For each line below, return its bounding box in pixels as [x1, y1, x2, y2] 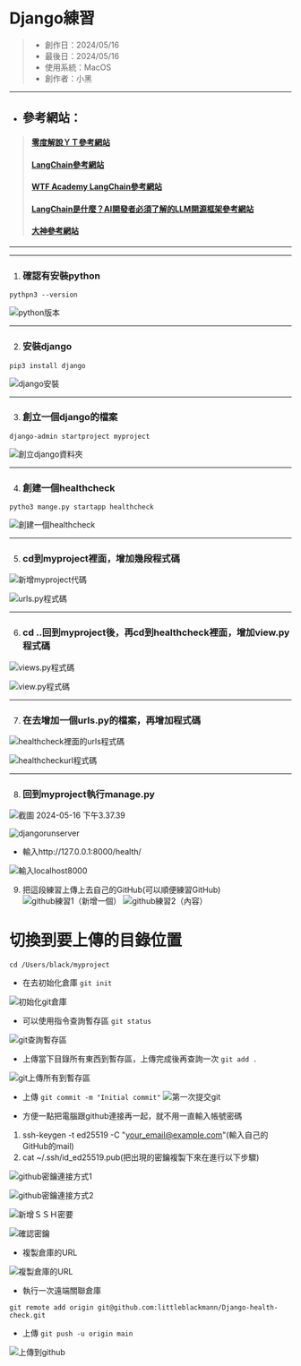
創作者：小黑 [44, 73, 92, 83]
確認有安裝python [21, 270, 101, 282]
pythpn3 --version [9, 290, 78, 300]
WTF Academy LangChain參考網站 [30, 181, 163, 193]
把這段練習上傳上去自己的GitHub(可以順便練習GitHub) [21, 884, 221, 896]
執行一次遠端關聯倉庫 [21, 1285, 101, 1296]
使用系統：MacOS [44, 62, 112, 73]
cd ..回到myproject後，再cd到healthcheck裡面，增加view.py [21, 626, 290, 639]
